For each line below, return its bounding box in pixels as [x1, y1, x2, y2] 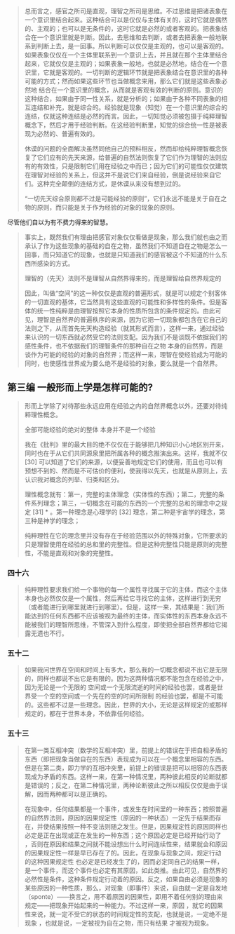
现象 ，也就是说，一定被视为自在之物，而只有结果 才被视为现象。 [24, 919, 213, 927]
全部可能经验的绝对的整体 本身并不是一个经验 [24, 425, 156, 433]
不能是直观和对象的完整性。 [36, 548, 117, 557]
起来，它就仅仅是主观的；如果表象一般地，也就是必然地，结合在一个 [24, 60, 222, 67]
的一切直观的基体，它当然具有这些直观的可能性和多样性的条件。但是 [24, 298, 222, 306]
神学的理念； [43, 516, 81, 524]
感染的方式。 [36, 259, 74, 267]
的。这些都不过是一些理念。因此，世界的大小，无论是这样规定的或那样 [24, 700, 228, 709]
